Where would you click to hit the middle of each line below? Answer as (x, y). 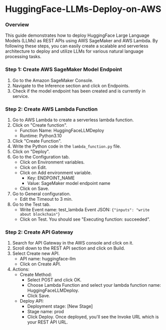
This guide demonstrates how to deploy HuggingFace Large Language (77, 35)
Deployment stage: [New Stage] (60, 306)
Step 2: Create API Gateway (39, 232)
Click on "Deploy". (31, 152)
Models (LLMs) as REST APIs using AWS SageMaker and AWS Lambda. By (82, 41)
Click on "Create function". (40, 125)
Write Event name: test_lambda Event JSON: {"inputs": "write (85, 210)
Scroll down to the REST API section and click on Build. (69, 248)
